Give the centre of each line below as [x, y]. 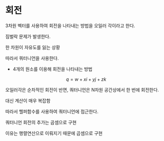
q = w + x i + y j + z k [86, 79]
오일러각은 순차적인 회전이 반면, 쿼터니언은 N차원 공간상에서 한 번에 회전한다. [82, 89]
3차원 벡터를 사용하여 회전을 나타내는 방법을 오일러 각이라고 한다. [70, 26]
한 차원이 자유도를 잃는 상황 [33, 47]
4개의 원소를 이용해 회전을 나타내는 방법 [53, 69]
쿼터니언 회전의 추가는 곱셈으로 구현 [41, 122]
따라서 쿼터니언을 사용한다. [32, 58]
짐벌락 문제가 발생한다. [28, 36]
